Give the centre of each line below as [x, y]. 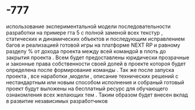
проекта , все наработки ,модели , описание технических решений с [92, 76]
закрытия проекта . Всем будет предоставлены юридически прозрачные [98, 57]
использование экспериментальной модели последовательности [88, 26]
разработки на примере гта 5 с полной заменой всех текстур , [85, 32]
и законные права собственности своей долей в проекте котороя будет [96, 63]
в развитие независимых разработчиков [57, 101]
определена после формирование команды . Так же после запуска [90, 70]
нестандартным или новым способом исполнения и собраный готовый [95, 82]
